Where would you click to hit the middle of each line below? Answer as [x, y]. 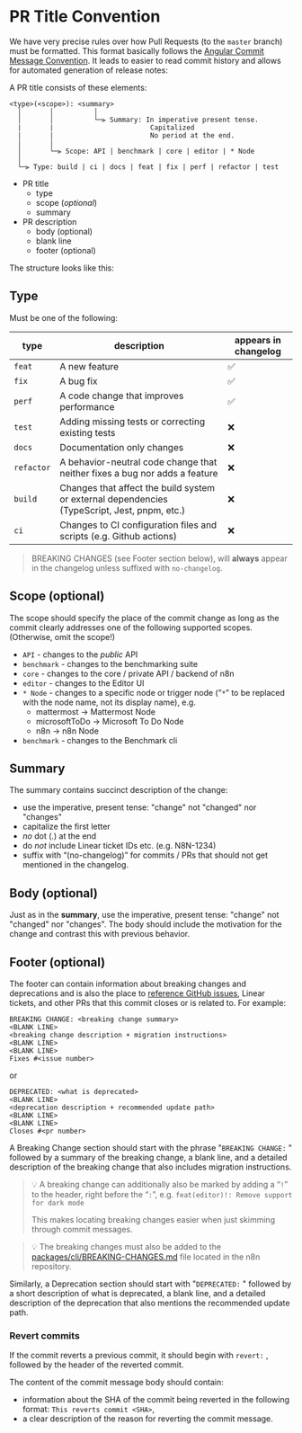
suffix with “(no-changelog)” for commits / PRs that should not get [145, 855]
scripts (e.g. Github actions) [119, 536]
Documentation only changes [122, 447]
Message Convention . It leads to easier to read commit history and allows [145, 60]
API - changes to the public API [80, 654]
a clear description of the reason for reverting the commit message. [148, 1419]
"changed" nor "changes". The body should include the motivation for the [146, 924]
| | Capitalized [106, 128]
